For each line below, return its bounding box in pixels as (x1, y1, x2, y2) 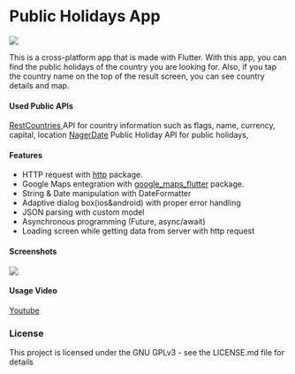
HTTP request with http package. (21, 170, 143, 180)
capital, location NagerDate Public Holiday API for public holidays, (9, 130, 249, 141)
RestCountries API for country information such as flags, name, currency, (9, 120, 276, 131)
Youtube (9, 305, 40, 316)
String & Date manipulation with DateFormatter (21, 188, 192, 199)
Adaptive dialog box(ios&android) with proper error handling (21, 197, 241, 209)
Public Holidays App (9, 6, 161, 27)
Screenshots (9, 246, 57, 256)
